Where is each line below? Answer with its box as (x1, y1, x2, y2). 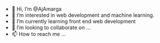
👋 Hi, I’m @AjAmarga (11, 6, 62, 12)
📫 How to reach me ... (11, 31, 66, 37)
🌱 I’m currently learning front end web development (11, 18, 136, 24)
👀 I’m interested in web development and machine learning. (11, 12, 155, 19)
